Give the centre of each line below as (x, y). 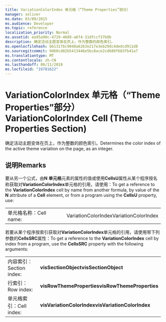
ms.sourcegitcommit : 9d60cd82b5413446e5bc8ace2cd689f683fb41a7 (72, 51)
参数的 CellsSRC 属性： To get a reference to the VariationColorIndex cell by (82, 238)
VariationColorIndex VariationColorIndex (112, 215)
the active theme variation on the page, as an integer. (59, 148)
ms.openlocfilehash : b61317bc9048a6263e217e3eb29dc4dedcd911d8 (72, 46)
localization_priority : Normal (37, 33)
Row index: (20, 289)
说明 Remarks (26, 165)
